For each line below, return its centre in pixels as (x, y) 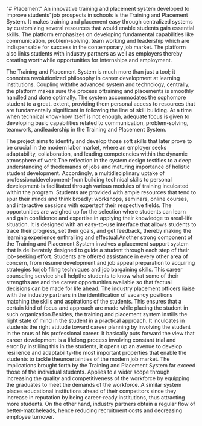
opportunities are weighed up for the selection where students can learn (96, 211)
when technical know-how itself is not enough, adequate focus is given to (98, 116)
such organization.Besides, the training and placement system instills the (97, 314)
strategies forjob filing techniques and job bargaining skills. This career (94, 269)
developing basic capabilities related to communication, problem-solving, (97, 123)
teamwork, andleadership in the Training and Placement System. (87, 129)
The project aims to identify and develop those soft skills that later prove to (99, 141)
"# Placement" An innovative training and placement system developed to (98, 9)
